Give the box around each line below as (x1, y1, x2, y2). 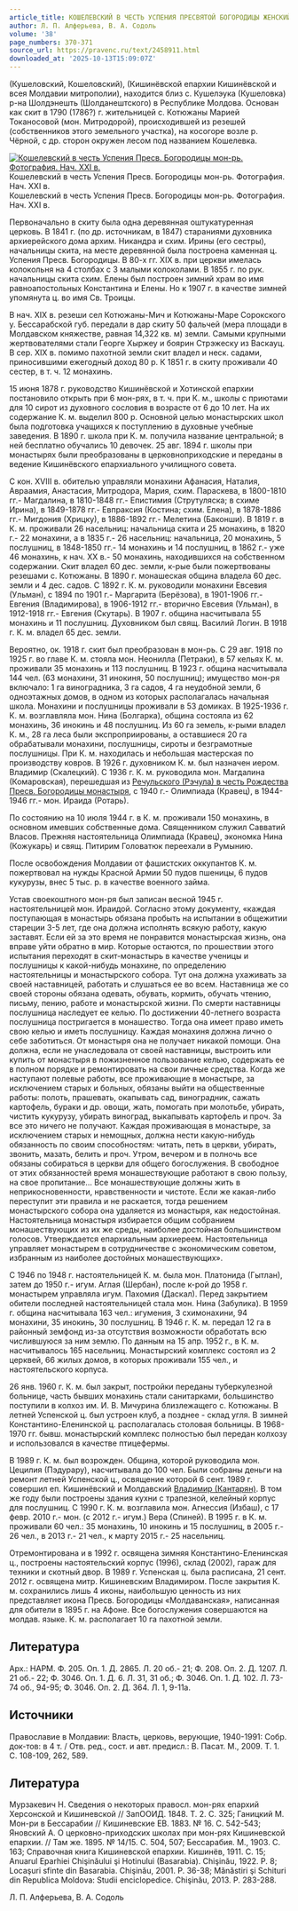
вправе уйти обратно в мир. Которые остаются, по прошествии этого (9, 941, 274, 951)
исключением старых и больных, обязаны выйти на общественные (9, 1082, 265, 1093)
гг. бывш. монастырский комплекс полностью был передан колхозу (27, 1429, 288, 1439)
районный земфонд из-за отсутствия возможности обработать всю (9, 1327, 268, 1336)
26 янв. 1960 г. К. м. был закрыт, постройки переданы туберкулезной (9, 1382, 273, 1392)
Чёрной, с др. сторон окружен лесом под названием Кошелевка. (9, 135, 258, 146)
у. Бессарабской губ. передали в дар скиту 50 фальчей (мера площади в (9, 319, 288, 329)
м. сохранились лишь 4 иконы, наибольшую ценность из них (9, 1586, 241, 1596)
